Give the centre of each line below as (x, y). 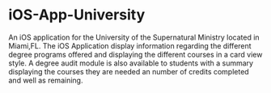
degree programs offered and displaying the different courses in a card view (135, 54)
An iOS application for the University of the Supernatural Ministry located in (134, 37)
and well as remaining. (46, 80)
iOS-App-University (77, 15)
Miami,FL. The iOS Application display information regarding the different (130, 45)
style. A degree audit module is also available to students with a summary (131, 63)
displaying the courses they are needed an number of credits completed (129, 71)
